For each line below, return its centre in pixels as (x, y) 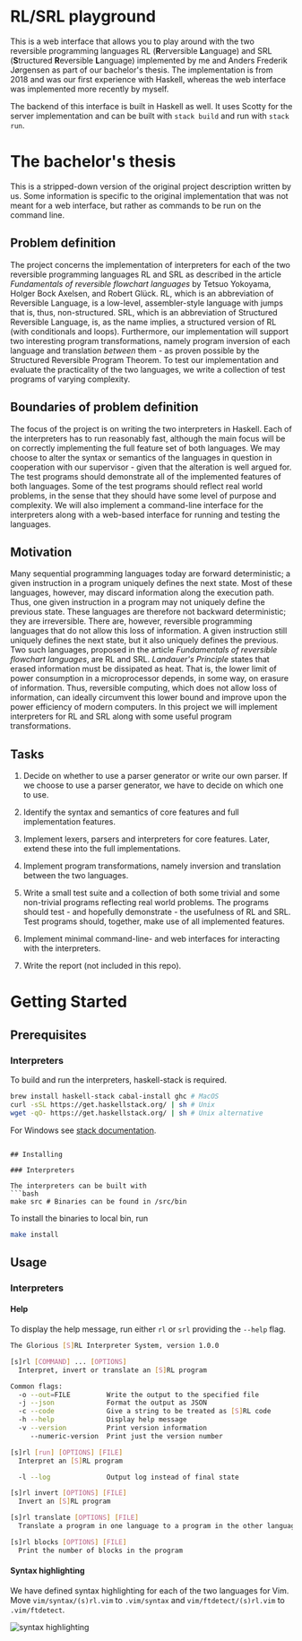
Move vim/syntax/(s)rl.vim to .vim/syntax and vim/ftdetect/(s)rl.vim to (147, 1600)
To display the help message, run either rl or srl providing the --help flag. (148, 1329)
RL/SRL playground (83, 17)
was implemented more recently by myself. (90, 89)
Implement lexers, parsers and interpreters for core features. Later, (146, 839)
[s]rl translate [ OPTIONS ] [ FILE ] (75, 1518)
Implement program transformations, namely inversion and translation (152, 866)
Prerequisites (48, 1035)
